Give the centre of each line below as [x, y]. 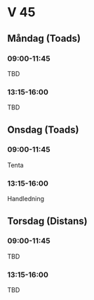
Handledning [26, 199]
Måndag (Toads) [44, 38]
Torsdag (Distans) [47, 221]
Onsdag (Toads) [43, 130]
